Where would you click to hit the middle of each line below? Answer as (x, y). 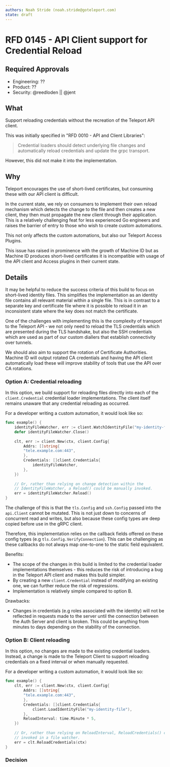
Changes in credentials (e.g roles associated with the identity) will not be (88, 611)
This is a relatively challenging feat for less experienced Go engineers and (82, 220)
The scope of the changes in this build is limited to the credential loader (87, 564)
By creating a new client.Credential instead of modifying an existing (85, 580)
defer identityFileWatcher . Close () (52, 432)
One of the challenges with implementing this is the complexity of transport (84, 321)
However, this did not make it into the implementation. (61, 161)
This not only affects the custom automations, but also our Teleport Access (83, 235)
